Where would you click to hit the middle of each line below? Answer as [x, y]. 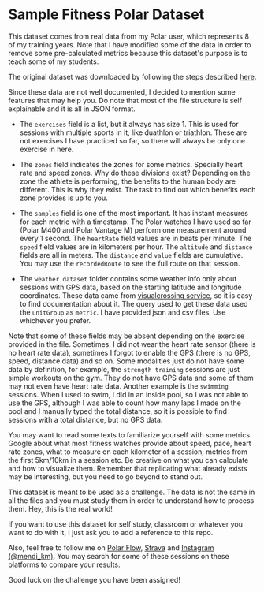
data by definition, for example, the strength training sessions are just [124, 369]
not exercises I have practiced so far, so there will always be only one [132, 140]
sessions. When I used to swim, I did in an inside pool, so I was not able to [128, 394]
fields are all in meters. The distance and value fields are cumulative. [131, 255]
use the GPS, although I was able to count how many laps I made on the [125, 403]
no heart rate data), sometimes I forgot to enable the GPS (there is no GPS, [129, 352]
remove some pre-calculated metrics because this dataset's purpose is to [128, 53]
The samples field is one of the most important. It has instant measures [134, 213]
